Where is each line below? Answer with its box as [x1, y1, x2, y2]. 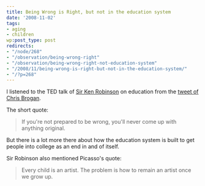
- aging [6, 26, 26, 32]
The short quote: [6, 106, 49, 113]
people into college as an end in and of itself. [6, 143, 119, 150]
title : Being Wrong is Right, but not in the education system [6, 9, 171, 15]
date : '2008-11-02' [6, 15, 56, 21]
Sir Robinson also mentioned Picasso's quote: [6, 155, 122, 162]
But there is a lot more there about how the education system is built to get [6, 137, 195, 144]
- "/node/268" [6, 49, 43, 55]
